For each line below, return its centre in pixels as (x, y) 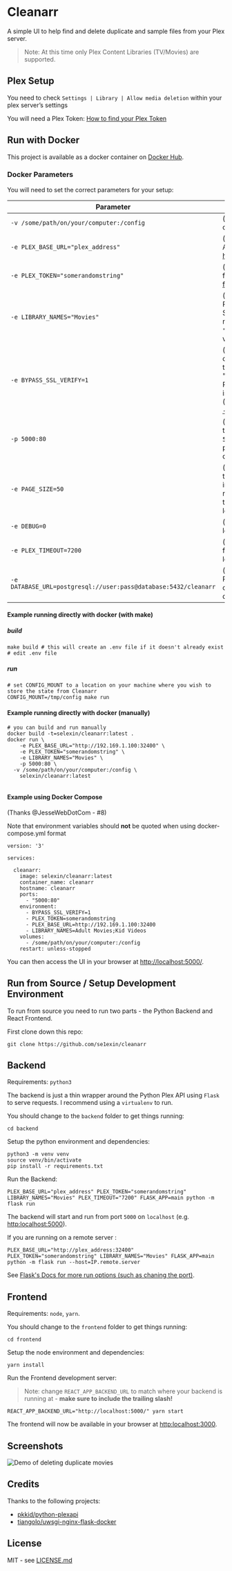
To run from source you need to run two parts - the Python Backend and (110, 1011)
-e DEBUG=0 (28, 526)
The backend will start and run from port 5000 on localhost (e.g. (98, 1217)
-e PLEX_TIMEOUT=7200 (46, 550)
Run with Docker (43, 140)
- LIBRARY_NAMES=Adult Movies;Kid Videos (86, 931)
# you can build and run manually (57, 727)
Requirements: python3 (40, 1082)
